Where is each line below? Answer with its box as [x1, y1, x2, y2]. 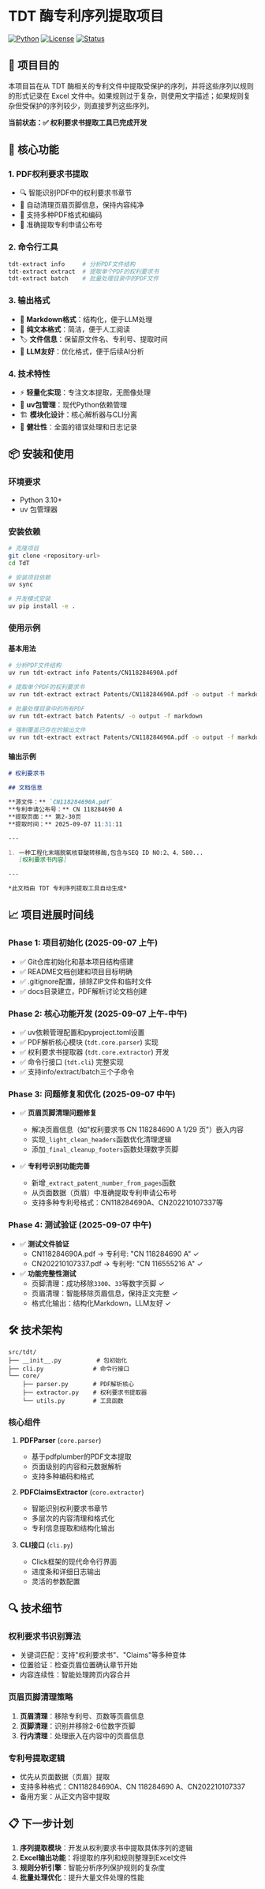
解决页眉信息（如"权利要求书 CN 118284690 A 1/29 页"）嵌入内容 [31, 1125, 244, 1134]
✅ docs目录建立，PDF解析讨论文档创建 [19, 986, 147, 995]
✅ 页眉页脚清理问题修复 [19, 1108, 97, 1118]
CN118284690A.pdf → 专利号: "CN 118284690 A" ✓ [31, 1249, 200, 1258]
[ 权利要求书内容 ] [18, 856, 68, 864]
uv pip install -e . [8, 602, 77, 610]
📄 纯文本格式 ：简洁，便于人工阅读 [19, 324, 130, 334]
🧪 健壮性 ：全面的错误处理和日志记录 [19, 422, 137, 431]
